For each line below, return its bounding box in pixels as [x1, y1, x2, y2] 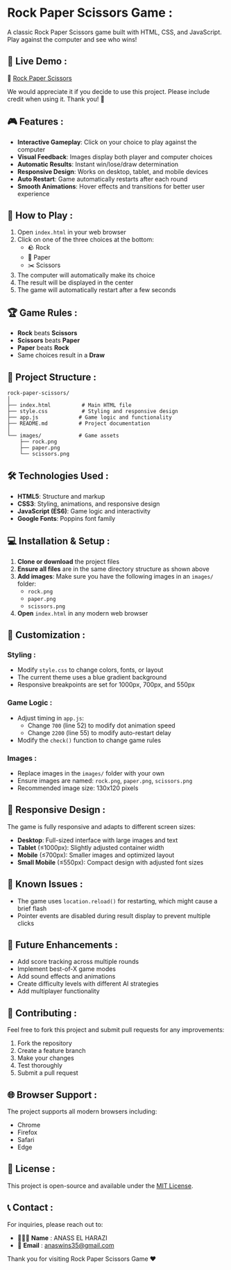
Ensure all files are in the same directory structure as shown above [17, 565, 209, 573]
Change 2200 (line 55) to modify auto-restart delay [27, 728, 171, 737]
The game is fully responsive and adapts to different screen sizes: [7, 822, 196, 830]
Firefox [17, 1128, 38, 1136]
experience [17, 189, 50, 198]
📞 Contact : [7, 1202, 53, 1214]
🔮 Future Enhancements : [7, 939, 118, 951]
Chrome [17, 1120, 41, 1129]
